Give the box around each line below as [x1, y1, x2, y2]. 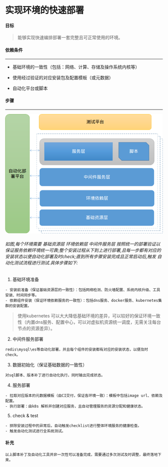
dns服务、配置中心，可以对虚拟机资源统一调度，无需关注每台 [34, 319, 161, 325]
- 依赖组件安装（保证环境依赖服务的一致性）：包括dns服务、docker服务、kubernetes [5, 298, 158, 303]
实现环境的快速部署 [5, 5, 84, 16]
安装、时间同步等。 [5, 292, 39, 298]
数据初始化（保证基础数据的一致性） [12, 362, 87, 368]
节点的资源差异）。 [17, 325, 55, 331]
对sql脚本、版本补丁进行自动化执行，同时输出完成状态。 [5, 373, 105, 378]
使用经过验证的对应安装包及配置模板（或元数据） [12, 74, 113, 80]
